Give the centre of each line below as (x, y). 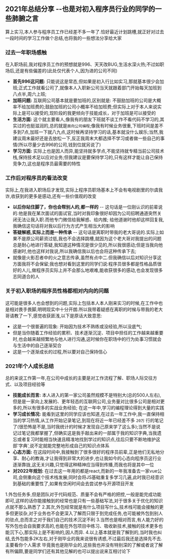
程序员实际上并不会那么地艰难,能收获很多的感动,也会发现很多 (99, 270)
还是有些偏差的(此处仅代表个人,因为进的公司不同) (67, 71)
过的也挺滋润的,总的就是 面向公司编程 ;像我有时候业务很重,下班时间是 (86, 126)
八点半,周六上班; (30, 94)
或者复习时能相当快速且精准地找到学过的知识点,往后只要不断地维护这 (89, 439)
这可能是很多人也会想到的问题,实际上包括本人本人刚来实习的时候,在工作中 (82, 303)
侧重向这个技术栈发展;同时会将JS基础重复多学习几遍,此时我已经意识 (93, 477)
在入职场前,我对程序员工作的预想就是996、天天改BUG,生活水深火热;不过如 (83, 64)
